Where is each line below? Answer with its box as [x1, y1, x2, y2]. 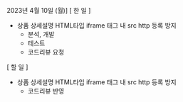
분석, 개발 [27, 30, 55, 38]
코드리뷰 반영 [27, 87, 65, 95]
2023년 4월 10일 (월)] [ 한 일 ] [6, 6, 91, 14]
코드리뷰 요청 [27, 48, 65, 56]
